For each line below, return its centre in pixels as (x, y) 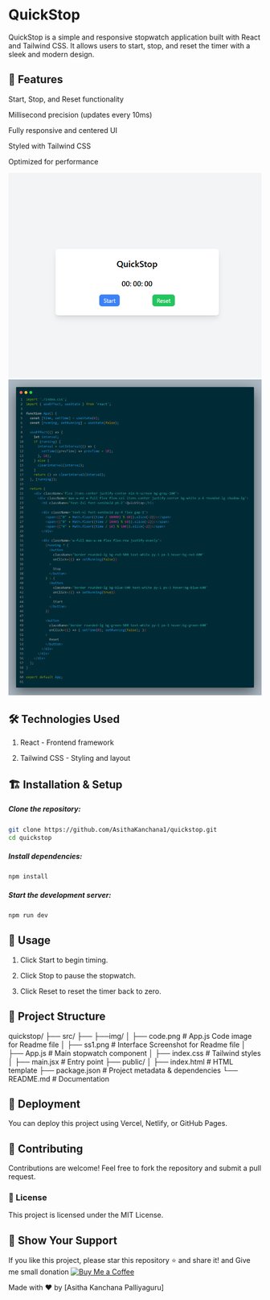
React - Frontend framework (67, 742)
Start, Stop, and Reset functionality (66, 99)
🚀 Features (36, 79)
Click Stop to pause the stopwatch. (78, 975)
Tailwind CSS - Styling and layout (75, 758)
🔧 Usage (29, 941)
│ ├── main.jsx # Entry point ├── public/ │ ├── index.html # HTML (121, 1061)
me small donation (39, 1272)
